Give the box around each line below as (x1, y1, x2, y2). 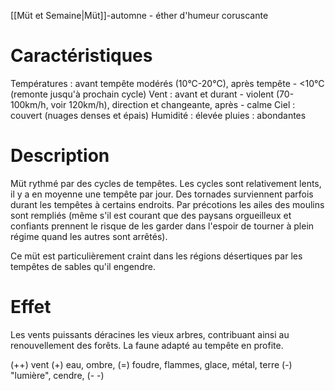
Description (10, 145, 110, 167)
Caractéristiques (10, 45, 153, 67)
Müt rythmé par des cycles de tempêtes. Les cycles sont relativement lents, (10, 177, 322, 189)
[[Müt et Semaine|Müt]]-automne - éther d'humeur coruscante (10, 10, 269, 21)
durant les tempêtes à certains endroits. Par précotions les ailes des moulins (10, 198, 325, 210)
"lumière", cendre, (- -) (10, 369, 105, 381)
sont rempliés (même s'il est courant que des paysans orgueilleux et (10, 209, 292, 221)
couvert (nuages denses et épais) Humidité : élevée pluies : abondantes (10, 109, 307, 121)
